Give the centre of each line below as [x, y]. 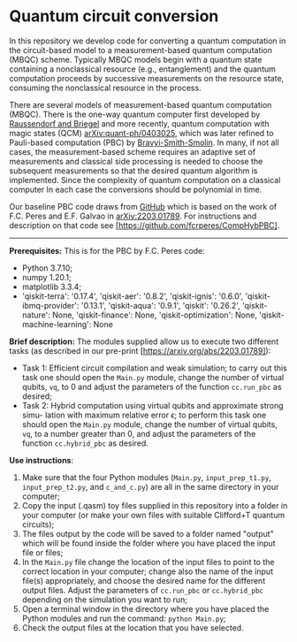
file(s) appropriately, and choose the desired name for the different [144, 580]
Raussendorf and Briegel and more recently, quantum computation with [139, 123]
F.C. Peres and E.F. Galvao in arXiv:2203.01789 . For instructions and [133, 216]
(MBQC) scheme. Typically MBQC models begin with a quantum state [136, 59]
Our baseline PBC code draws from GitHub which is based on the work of [143, 206]
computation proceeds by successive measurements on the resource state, [147, 78]
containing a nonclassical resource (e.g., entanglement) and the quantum [143, 69]
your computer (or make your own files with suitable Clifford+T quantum [153, 515]
